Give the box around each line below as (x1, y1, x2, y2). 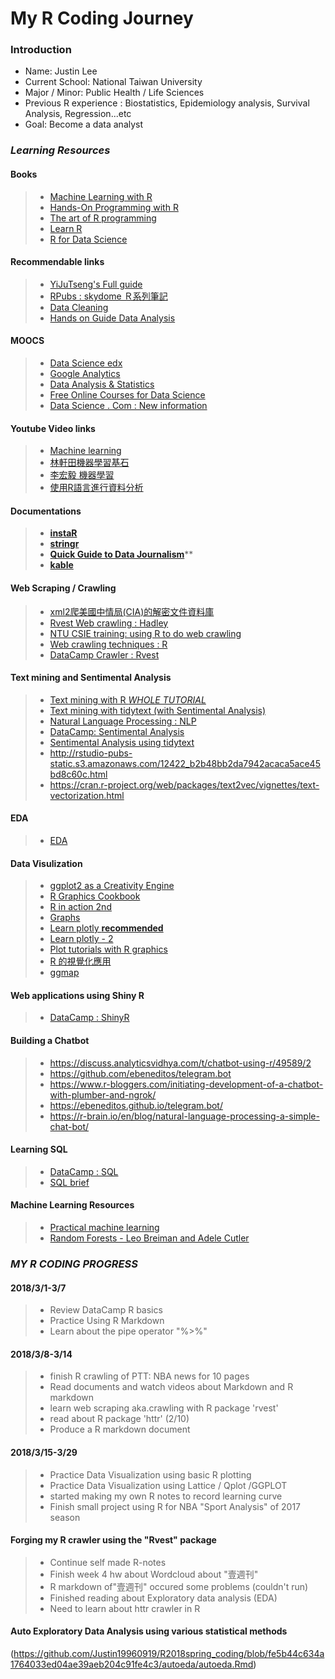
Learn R (49, 222, 83, 234)
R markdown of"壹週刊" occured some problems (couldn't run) (49, 1580, 309, 1592)
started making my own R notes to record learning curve (49, 1490, 283, 1502)
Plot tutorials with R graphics (49, 943, 168, 956)
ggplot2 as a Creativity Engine (49, 880, 175, 892)
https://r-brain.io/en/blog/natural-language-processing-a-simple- (49, 1110, 320, 1122)
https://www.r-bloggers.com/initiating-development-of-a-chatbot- (49, 1078, 324, 1090)
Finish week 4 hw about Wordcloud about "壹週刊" (49, 1568, 259, 1580)
